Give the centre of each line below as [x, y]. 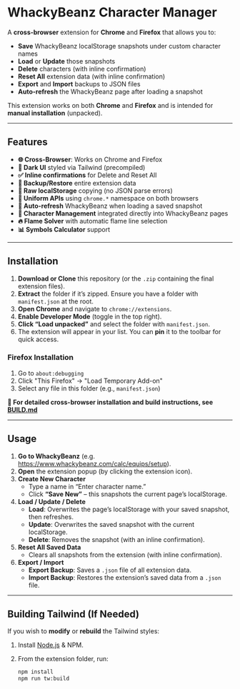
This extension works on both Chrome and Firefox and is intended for [110, 105]
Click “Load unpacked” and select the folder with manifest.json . [114, 324]
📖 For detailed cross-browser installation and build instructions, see [110, 402]
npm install [35, 672]
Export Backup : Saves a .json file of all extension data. [110, 570]
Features [27, 142]
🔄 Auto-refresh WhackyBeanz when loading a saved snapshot [110, 206]
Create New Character [51, 478]
